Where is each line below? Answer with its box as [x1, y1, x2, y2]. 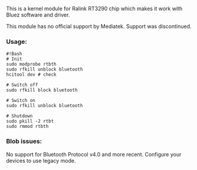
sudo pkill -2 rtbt [6, 118, 54, 124]
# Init [6, 56, 22, 62]
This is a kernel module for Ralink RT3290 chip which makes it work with [6, 5, 183, 12]
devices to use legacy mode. [6, 157, 76, 164]
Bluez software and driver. [6, 11, 70, 18]
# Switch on [6, 98, 35, 104]
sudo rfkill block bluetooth [6, 87, 78, 94]
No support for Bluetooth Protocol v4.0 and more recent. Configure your [6, 150, 182, 158]
